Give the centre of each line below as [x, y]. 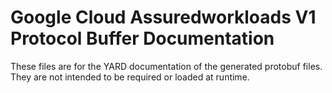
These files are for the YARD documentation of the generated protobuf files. [166, 66]
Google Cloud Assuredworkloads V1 [163, 17]
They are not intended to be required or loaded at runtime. [130, 77]
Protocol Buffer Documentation [142, 38]
